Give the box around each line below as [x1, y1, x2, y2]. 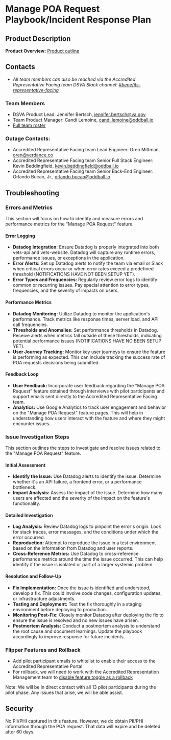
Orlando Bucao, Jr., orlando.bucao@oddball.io [12, 174, 111, 180]
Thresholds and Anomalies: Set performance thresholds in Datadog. [12, 327, 158, 333]
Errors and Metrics [5, 204, 53, 211]
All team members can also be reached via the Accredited [12, 76, 136, 82]
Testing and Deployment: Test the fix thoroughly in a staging [12, 601, 142, 607]
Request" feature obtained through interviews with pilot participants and [12, 388, 165, 394]
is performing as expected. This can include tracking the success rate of [12, 354, 165, 360]
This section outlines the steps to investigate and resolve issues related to [5, 445, 161, 451]
